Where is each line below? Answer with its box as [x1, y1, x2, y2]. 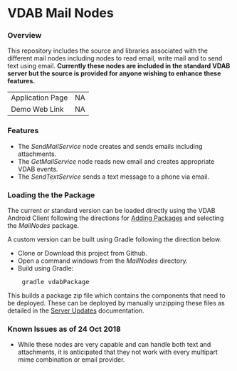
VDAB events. [17, 164, 58, 173]
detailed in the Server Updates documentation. [7, 306, 144, 315]
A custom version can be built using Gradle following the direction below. [7, 235, 222, 244]
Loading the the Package [7, 190, 95, 200]
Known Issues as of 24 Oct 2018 [7, 324, 121, 334]
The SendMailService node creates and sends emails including [17, 142, 203, 150]
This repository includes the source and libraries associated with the [7, 46, 209, 55]
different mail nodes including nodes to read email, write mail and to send [7, 54, 223, 63]
